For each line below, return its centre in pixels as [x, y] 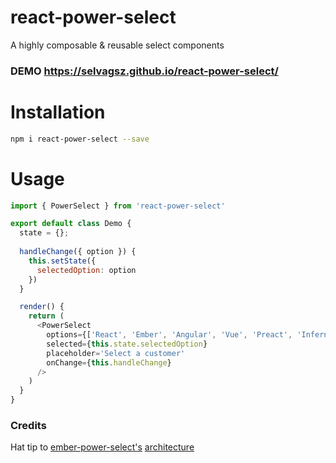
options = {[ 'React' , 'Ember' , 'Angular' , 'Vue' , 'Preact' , [169, 335]
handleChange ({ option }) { [78, 252]
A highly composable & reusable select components [117, 45]
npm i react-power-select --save [80, 139]
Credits [28, 426]
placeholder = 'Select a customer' [116, 353]
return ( [46, 316]
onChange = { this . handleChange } [109, 362]
